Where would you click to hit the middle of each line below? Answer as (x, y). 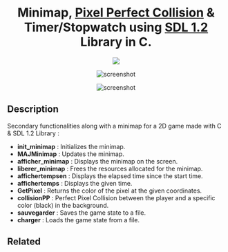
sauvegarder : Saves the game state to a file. (82, 213)
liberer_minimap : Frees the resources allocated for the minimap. (110, 168)
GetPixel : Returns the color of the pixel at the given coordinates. (110, 191)
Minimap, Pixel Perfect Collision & (116, 13)
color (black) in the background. (63, 205)
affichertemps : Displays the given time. (75, 183)
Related (24, 242)
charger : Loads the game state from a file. (78, 220)
